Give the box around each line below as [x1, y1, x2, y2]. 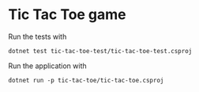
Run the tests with [8, 32, 67, 41]
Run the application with [8, 61, 87, 71]
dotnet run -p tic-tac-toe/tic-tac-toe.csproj [8, 76, 164, 84]
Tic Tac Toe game [8, 6, 126, 24]
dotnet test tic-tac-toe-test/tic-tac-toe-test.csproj [8, 47, 193, 55]
